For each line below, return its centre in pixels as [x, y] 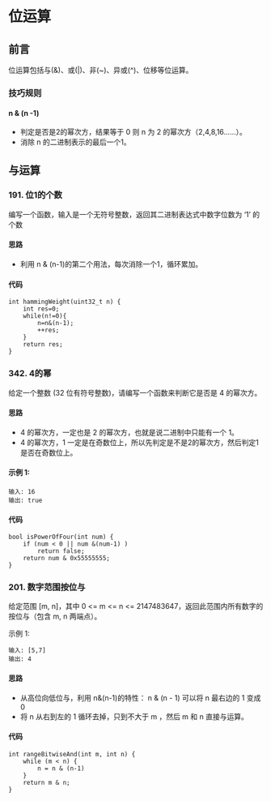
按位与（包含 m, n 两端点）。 [55, 616]
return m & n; [47, 782]
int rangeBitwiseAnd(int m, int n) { [72, 754]
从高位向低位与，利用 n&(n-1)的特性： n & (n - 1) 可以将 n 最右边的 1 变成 [140, 697]
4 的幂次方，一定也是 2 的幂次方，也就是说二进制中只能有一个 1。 [129, 432]
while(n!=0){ [45, 316]
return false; [61, 551]
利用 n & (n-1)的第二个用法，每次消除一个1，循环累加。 [111, 264]
